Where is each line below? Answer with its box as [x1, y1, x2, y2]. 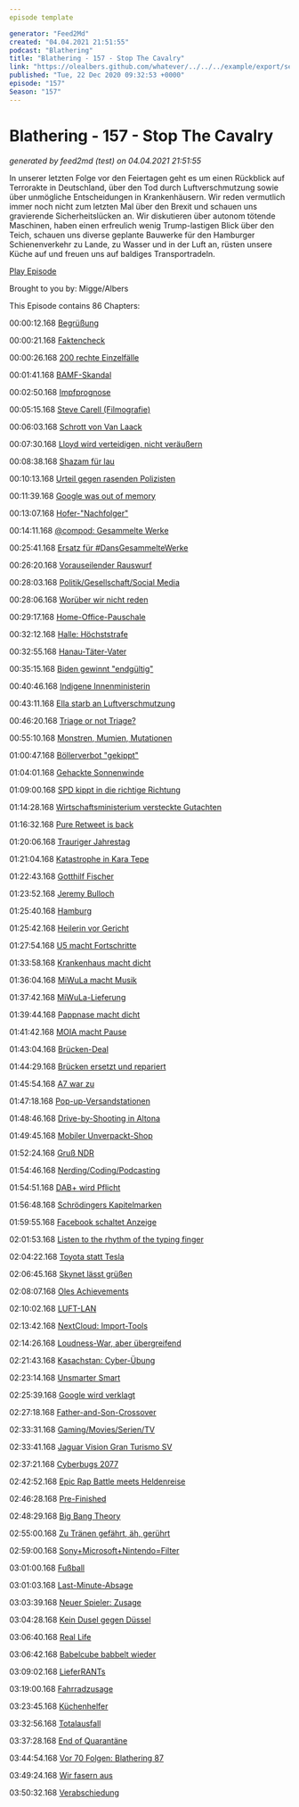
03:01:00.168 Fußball [9, 1562, 85, 1573]
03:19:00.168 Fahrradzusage [9, 1683, 114, 1694]
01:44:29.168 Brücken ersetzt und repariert [9, 1061, 166, 1072]
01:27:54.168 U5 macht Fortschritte [9, 940, 137, 950]
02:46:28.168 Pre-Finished [9, 1493, 107, 1504]
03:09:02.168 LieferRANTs [9, 1666, 106, 1677]
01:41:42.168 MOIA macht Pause [9, 1026, 127, 1037]
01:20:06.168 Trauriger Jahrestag [9, 836, 131, 847]
